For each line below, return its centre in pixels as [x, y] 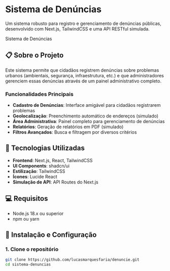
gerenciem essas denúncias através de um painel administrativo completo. [83, 81]
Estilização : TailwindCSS [39, 171]
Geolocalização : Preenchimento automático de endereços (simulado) [86, 116]
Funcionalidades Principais [39, 94]
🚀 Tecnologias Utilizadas [45, 148]
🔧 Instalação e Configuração [51, 235]
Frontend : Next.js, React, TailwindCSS [53, 160]
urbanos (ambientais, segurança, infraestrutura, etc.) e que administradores [84, 75]
